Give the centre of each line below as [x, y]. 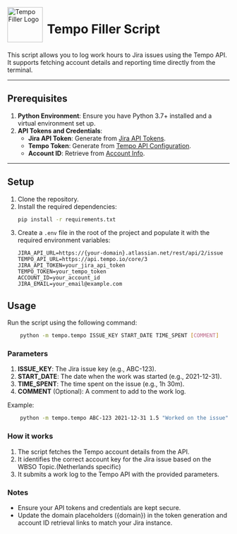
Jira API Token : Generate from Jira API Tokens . [97, 138]
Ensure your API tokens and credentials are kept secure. [99, 507]
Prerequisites [37, 99]
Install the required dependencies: [67, 206]
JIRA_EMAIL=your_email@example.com [70, 284]
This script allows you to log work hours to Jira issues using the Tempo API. [117, 55]
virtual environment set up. [56, 123]
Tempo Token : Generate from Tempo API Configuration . [110, 145]
